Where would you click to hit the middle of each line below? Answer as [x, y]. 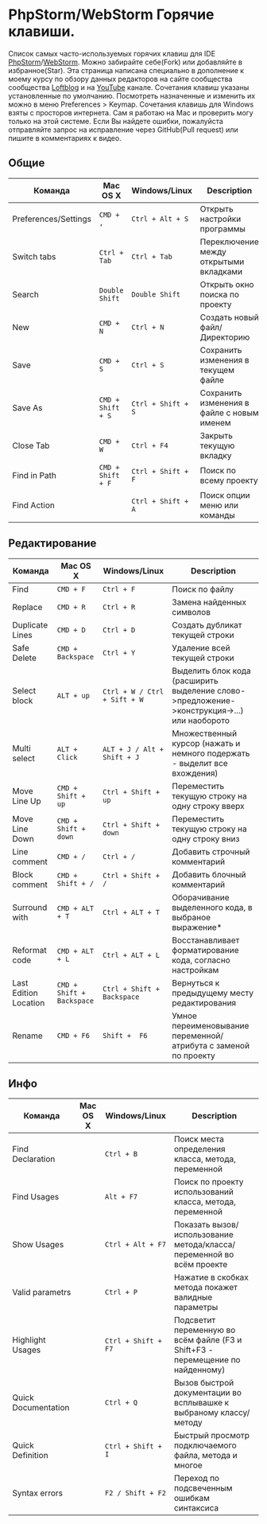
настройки [221, 219]
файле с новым [230, 413]
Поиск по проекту [209, 1182]
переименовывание [211, 1025]
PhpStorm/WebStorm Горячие [111, 15]
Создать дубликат [207, 624]
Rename [28, 1036]
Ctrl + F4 [150, 445]
